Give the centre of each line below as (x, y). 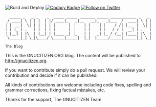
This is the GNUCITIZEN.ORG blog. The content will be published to (73, 55)
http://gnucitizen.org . (26, 61)
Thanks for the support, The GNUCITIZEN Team (53, 99)
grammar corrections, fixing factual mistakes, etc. (55, 90)
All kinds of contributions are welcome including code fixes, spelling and (78, 85)
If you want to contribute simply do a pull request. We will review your (75, 70)
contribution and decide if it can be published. (51, 75)
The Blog (14, 46)
